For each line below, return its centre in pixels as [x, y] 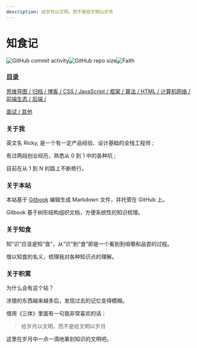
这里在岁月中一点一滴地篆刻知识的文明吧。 [59, 339]
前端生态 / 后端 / [26, 99]
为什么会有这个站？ [30, 288]
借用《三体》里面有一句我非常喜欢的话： [56, 314]
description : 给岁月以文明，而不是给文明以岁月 [60, 12]
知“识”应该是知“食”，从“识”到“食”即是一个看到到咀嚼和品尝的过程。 [89, 243]
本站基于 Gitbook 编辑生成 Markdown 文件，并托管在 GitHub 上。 [87, 200]
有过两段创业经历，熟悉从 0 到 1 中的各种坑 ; [61, 156]
